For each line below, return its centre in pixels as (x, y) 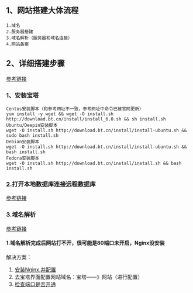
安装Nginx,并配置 (35, 269)
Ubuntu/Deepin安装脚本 (32, 125)
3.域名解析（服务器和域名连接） (39, 38)
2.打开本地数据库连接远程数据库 (51, 184)
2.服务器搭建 (20, 32)
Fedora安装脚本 (23, 158)
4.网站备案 (18, 44)
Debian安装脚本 (23, 142)
